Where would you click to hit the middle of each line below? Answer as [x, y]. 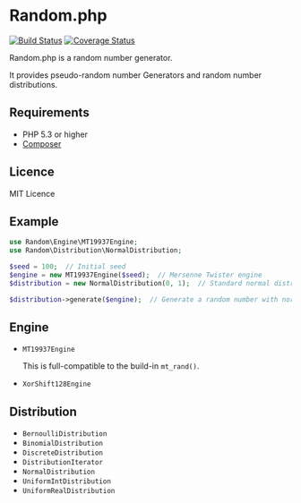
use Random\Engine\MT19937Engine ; [74, 243]
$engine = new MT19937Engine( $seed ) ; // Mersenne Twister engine [136, 275]
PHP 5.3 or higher [55, 134]
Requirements [49, 113]
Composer [42, 143]
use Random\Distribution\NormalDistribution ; [95, 251]
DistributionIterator [62, 463]
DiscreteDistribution [62, 453]
